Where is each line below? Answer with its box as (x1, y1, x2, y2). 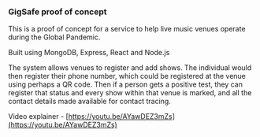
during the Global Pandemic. (8, 32, 101, 42)
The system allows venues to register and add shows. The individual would (8, 63, 252, 72)
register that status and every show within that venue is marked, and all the (8, 88, 252, 98)
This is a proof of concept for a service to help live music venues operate (8, 24, 246, 34)
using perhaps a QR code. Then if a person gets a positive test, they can (8, 80, 243, 89)
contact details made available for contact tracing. (8, 97, 171, 106)
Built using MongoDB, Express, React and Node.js (8, 48, 170, 57)
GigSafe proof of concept (8, 6, 107, 17)
